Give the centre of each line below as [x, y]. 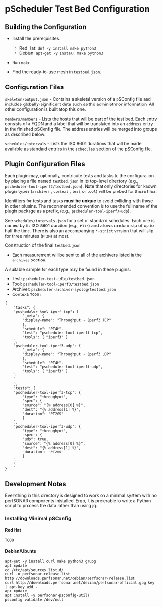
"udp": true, [36, 439]
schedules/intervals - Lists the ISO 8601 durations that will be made [73, 143]
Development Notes [36, 484]
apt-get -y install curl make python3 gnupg [51, 561]
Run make [21, 62]
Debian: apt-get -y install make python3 [61, 53]
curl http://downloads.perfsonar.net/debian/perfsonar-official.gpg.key [80, 582]
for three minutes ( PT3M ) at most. [37, 236]
